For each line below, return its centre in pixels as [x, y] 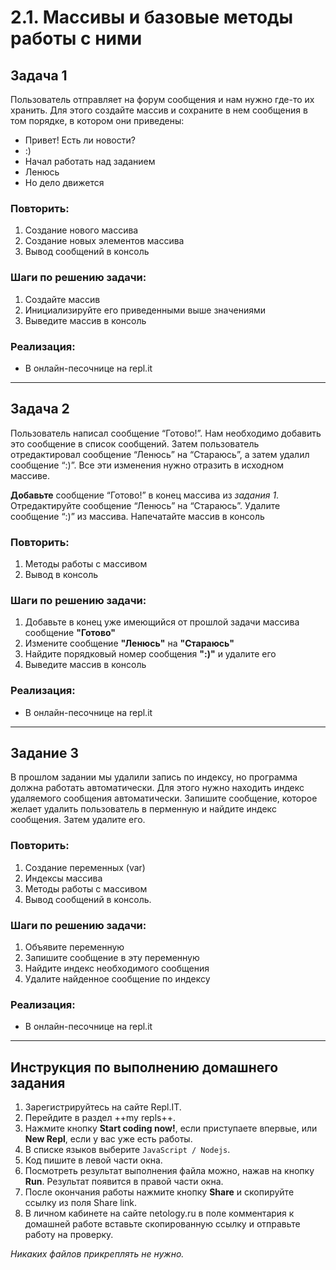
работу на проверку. [69, 1235]
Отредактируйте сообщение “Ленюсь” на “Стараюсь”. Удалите [145, 505]
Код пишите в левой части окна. [93, 1160]
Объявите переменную [74, 947]
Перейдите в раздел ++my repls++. [100, 1118]
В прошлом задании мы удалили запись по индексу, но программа [154, 777]
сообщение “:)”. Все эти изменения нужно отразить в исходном [147, 465]
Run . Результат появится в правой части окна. [124, 1182]
